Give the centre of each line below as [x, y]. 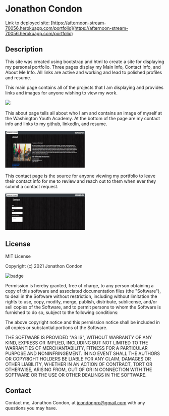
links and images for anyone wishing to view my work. [61, 93]
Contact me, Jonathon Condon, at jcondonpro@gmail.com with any [75, 403]
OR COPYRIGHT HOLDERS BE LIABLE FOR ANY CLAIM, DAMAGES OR [78, 358]
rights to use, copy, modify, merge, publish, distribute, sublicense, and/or [81, 301]
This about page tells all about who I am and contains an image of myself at [84, 113]
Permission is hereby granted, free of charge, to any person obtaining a [79, 285]
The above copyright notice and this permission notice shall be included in [82, 322]
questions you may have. [31, 408]
